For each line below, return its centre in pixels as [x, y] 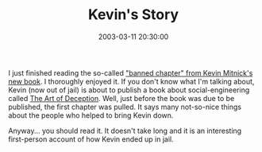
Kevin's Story [133, 15]
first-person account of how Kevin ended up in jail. [91, 139]
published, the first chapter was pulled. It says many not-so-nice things [125, 107]
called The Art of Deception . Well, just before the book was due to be [121, 98]
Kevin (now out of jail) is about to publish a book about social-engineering [129, 90]
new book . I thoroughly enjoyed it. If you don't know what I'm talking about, [131, 81]
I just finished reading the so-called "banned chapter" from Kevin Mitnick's [131, 72]
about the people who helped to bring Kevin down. [91, 115]
